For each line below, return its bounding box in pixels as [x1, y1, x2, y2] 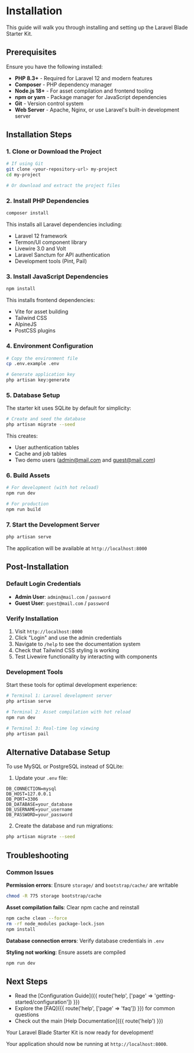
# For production [6, 501, 49, 507]
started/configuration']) [14, 998, 72, 1006]
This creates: [6, 432, 38, 440]
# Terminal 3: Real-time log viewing [6, 725, 99, 731]
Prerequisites [6, 47, 57, 58]
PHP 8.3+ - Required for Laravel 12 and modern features [14, 74, 153, 81]
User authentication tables [14, 444, 79, 451]
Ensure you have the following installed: [6, 63, 104, 70]
